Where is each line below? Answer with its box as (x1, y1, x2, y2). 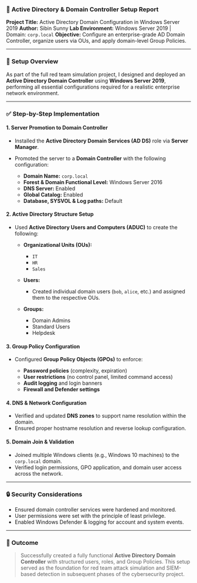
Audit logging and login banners (23, 379, 103, 387)
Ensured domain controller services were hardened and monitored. (14, 506, 177, 513)
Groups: (23, 305, 44, 313)
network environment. (6, 89, 60, 96)
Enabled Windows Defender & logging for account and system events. (14, 518, 185, 526)
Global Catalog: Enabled (23, 191, 83, 198)
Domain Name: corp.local (23, 172, 89, 179)
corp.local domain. (14, 457, 63, 465)
